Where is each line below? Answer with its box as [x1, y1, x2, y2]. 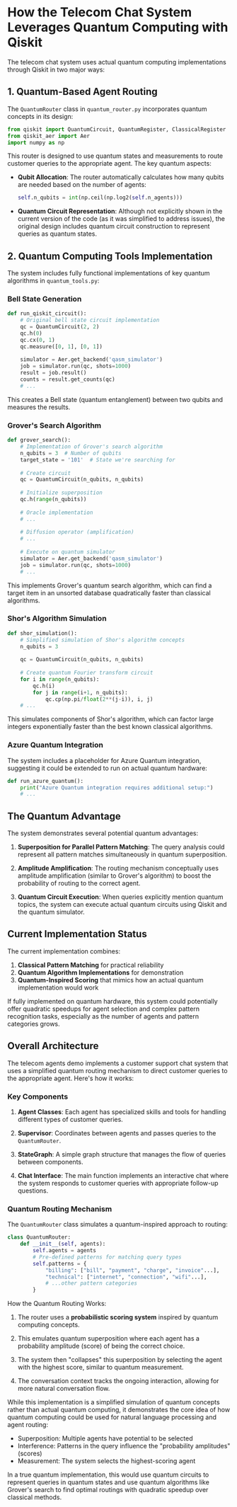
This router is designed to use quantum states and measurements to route [7, 151, 224, 160]
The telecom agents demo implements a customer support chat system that [7, 1059, 229, 1067]
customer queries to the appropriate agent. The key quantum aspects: [7, 159, 212, 168]
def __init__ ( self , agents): [20, 1240, 106, 1248]
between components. [17, 1157, 83, 1166]
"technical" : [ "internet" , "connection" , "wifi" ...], [45, 1273, 207, 1280]
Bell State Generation [7, 294, 82, 304]
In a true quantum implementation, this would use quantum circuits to [7, 1470, 209, 1479]
